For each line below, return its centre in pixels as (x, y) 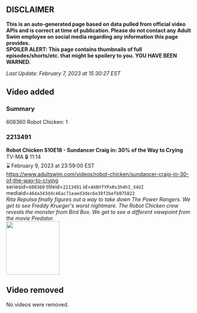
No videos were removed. (38, 304)
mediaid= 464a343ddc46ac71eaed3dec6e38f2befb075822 (70, 193)
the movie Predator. (30, 218)
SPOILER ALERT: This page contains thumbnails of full (74, 49)
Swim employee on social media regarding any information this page (92, 36)
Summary (21, 109)
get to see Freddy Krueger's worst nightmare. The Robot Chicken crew (92, 205)
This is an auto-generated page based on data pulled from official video (96, 24)
